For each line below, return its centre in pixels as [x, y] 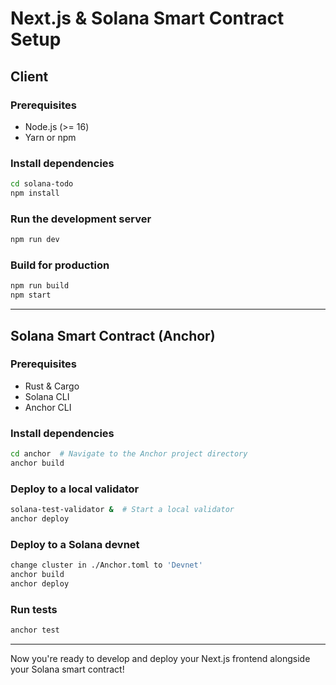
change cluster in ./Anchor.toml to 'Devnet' [106, 565]
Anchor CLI [48, 407]
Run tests [34, 609]
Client [29, 76]
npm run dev [35, 240]
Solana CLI [47, 396]
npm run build [40, 286]
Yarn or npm [50, 137]
